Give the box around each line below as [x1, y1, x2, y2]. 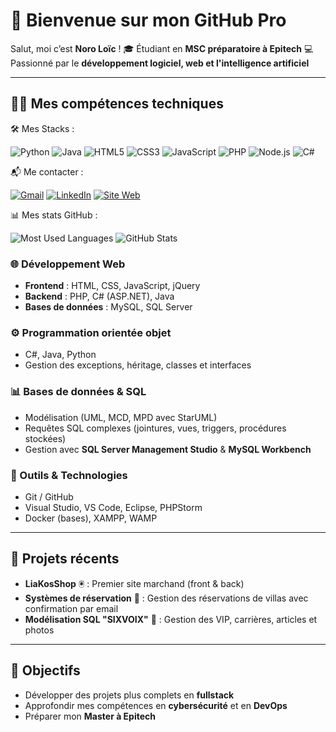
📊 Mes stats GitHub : [10, 209, 98, 221]
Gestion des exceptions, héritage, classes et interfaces [24, 359, 252, 371]
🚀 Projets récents [10, 550, 120, 568]
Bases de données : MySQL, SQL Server [24, 301, 193, 313]
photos [24, 624, 55, 636]
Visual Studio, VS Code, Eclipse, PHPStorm [24, 501, 203, 513]
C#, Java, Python [24, 349, 97, 361]
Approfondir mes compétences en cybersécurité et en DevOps [24, 699, 288, 711]
